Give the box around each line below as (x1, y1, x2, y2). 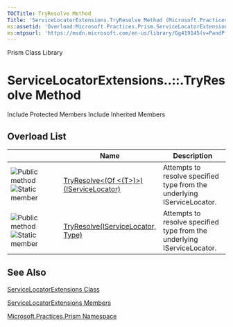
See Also (7, 267, 46, 279)
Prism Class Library (7, 48, 63, 57)
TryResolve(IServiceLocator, (63, 222, 157, 231)
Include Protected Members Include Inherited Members (7, 110, 166, 118)
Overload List (7, 130, 67, 142)
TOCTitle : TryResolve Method (7, 10, 92, 17)
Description (173, 151, 213, 160)
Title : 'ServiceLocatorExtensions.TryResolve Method (7, 17, 163, 24)
